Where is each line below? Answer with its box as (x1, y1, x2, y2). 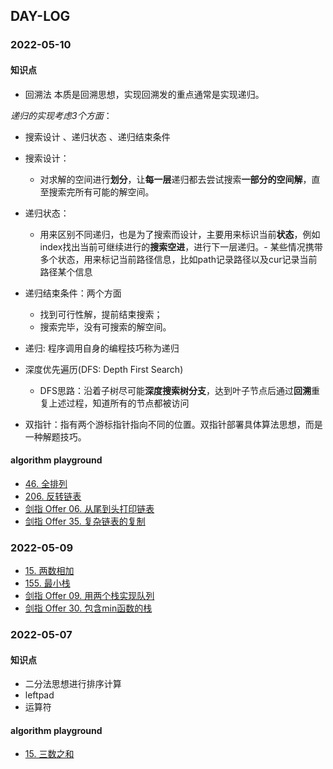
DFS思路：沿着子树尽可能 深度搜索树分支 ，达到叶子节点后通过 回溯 (39, 384, 312, 396)
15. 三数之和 (24, 748, 75, 760)
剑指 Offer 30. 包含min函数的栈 (24, 602, 153, 614)
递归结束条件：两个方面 (24, 287, 122, 299)
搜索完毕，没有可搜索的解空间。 (39, 320, 172, 333)
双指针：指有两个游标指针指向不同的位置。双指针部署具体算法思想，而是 (24, 418, 323, 430)
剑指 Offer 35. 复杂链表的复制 (24, 515, 146, 527)
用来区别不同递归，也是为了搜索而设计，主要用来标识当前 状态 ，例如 (39, 228, 321, 240)
